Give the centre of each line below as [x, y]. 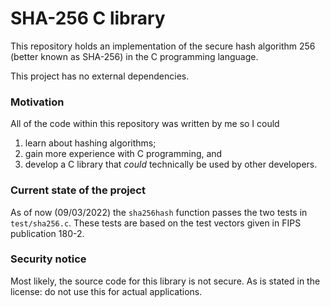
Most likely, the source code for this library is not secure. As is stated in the [165, 281]
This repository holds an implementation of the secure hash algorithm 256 [163, 46]
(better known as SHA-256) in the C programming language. [134, 56]
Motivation [37, 102]
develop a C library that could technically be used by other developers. [171, 164]
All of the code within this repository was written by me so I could [145, 124]
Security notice [48, 259]
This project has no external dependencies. [100, 76]
